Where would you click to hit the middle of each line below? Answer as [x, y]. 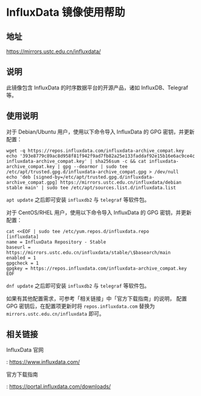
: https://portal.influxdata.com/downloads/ [59, 386]
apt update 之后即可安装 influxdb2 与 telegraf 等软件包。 [78, 199]
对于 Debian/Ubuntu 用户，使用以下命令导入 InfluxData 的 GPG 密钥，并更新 [100, 132]
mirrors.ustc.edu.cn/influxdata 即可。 [55, 313]
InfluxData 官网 [25, 350]
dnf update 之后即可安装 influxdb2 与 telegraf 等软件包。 [78, 286]
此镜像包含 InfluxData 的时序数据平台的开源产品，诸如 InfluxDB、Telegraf [97, 88]
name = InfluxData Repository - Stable [56, 242]
